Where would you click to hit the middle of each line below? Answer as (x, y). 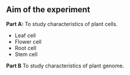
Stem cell (26, 54)
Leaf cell (25, 35)
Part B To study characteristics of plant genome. (65, 66)
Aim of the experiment (48, 10)
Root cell (25, 48)
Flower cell (28, 41)
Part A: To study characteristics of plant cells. (62, 24)
